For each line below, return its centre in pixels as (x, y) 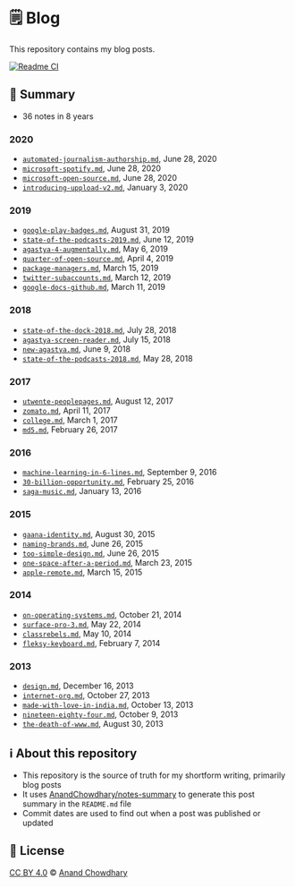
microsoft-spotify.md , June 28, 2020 (92, 168)
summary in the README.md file (77, 804)
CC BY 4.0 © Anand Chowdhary (68, 872)
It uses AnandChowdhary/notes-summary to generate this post (138, 794)
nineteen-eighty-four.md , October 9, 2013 (100, 714)
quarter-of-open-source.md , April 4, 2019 (98, 259)
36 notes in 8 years (58, 116)
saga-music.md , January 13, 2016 (82, 491)
